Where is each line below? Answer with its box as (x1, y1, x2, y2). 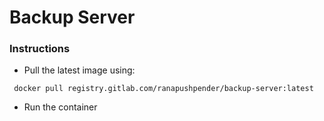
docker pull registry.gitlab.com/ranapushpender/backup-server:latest (13, 84, 314, 94)
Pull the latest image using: (23, 64, 136, 76)
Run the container (23, 101, 98, 113)
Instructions (9, 42, 71, 56)
